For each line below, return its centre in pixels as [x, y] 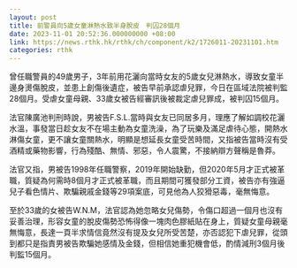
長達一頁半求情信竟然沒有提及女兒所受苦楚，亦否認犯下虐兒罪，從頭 [164, 233]
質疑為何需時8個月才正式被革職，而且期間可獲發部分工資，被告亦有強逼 [155, 180]
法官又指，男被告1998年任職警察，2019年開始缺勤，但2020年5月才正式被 [143, 170]
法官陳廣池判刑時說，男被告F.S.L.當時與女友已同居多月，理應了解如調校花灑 [147, 118]
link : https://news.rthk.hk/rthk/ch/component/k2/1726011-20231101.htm [144, 42]
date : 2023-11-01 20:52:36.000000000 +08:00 [92, 34]
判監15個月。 [32, 255]
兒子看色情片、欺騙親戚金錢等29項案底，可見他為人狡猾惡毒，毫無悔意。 [142, 192]
